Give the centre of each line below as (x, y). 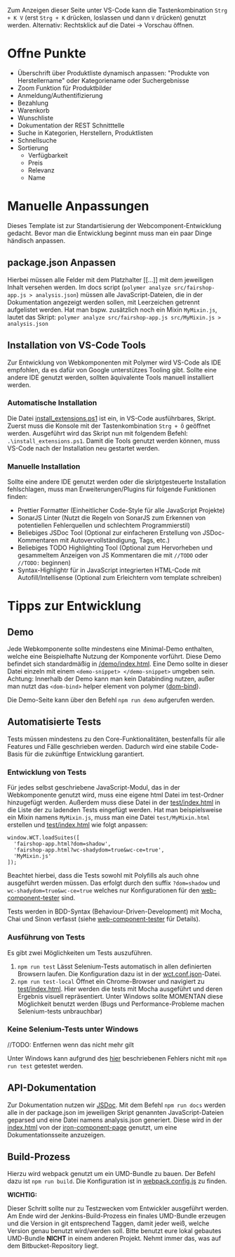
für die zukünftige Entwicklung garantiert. (85, 754)
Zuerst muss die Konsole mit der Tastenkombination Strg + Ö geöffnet (109, 426)
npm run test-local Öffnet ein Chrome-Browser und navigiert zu (111, 981)
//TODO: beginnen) (44, 563)
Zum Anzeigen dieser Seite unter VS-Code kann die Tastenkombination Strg (117, 10)
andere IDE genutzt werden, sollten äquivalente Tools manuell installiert (110, 377)
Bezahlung (33, 103)
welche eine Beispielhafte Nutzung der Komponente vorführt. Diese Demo (114, 657)
